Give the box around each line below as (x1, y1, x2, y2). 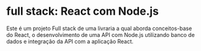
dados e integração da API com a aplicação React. (6, 37, 134, 45)
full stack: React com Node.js (6, 4, 159, 18)
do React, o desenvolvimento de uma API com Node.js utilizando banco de (6, 31, 195, 38)
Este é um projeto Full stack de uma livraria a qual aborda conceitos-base (6, 25, 192, 32)
